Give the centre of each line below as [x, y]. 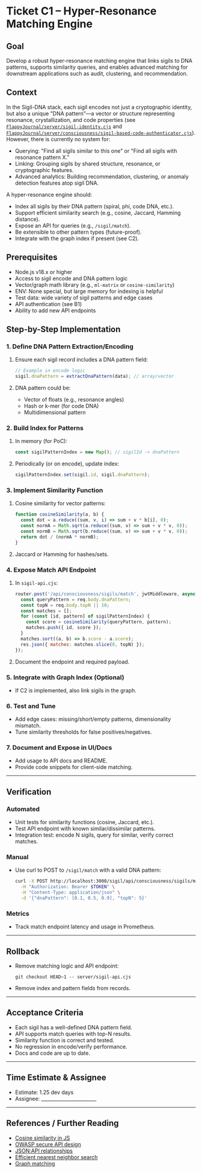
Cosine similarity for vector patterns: [60, 503]
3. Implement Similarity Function [55, 490]
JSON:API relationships [44, 1151]
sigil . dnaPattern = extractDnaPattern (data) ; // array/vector [94, 376]
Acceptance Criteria [45, 1013]
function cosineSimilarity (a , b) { [60, 514]
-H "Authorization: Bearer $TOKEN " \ [68, 887]
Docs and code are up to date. [52, 1053]
